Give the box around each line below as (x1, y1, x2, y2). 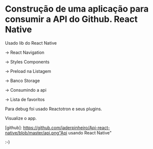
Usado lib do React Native (5, 40, 57, 46)
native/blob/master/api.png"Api (5, 130, 68, 135)
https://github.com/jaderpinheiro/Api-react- (23, 125, 110, 131)
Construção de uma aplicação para (5, 3, 149, 15)
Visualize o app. (5, 115, 37, 121)
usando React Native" (68, 130, 112, 135)
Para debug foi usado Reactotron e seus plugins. (5, 106, 103, 112)
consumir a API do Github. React (5, 14, 138, 25)
